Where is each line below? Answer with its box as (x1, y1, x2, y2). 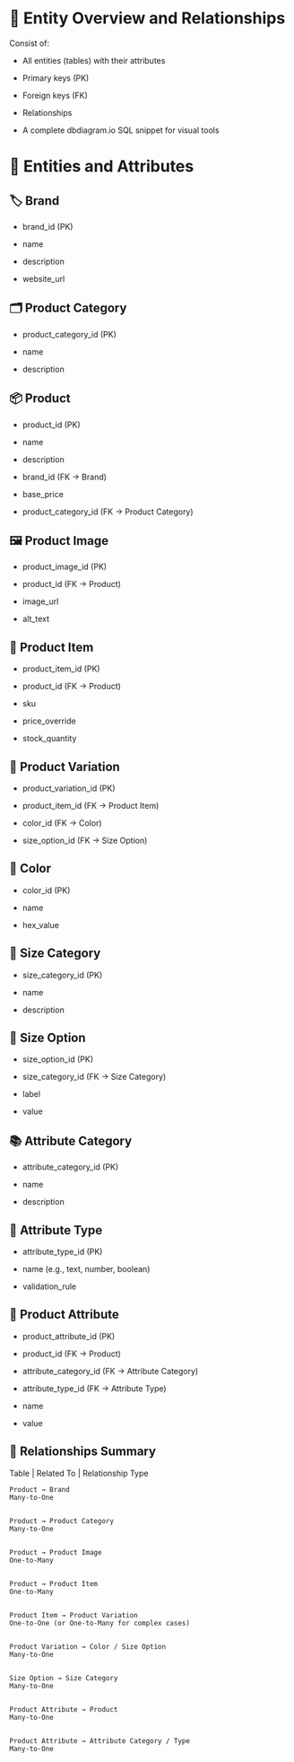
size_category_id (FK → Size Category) (22, 1072, 167, 1083)
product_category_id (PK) (22, 329, 117, 339)
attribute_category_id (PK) (22, 1162, 119, 1172)
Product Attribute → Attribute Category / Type (9, 1736, 191, 1745)
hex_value (22, 919, 60, 930)
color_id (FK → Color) (22, 818, 102, 828)
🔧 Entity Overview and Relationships (9, 8, 286, 29)
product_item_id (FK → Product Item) (22, 801, 160, 811)
